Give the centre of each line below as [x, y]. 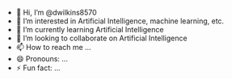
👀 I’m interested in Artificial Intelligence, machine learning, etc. [120, 21]
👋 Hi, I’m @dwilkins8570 [56, 12]
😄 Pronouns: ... [42, 59]
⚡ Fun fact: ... [38, 68]
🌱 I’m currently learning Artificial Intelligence [90, 29]
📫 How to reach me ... [53, 47]
